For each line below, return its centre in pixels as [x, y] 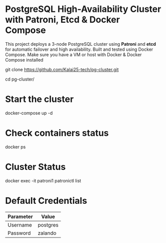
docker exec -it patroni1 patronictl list [43, 180]
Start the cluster [40, 99]
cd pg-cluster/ [20, 79]
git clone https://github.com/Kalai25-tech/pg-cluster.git [62, 69]
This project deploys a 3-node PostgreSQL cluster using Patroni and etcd [81, 44]
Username [20, 225]
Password [19, 233]
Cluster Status [36, 167]
